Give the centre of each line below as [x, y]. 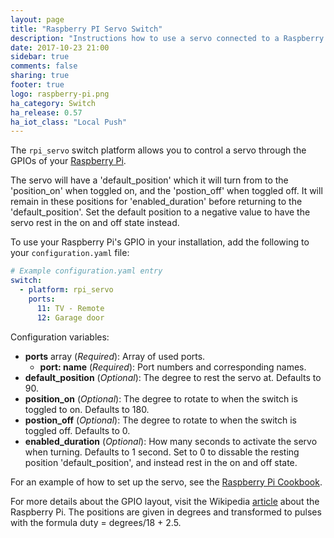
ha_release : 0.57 [46, 112]
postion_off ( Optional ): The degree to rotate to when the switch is [160, 420]
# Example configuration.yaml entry [86, 271]
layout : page [37, 19]
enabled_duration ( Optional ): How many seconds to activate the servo [171, 441]
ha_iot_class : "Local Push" [69, 122]
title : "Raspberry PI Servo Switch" [86, 29]
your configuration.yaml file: [70, 253]
